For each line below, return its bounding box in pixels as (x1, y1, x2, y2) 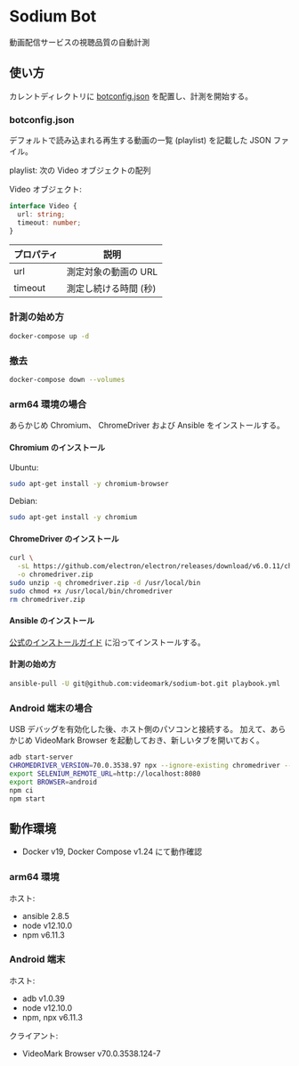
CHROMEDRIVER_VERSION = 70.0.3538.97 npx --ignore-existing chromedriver (9, 761, 280, 770)
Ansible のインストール (9, 615, 95, 626)
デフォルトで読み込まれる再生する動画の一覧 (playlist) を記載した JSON (9, 135, 271, 146)
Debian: (9, 496, 38, 507)
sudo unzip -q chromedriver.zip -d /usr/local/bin (9, 578, 201, 587)
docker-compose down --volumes (9, 376, 125, 385)
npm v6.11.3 (21, 929, 65, 940)
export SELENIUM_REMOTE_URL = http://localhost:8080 (9, 769, 201, 778)
